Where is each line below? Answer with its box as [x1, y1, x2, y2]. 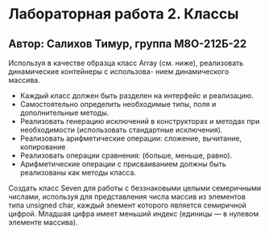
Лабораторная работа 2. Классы [8, 5, 239, 23]
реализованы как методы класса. [19, 168, 137, 177]
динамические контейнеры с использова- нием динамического [8, 67, 230, 76]
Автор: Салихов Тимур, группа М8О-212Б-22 [8, 37, 247, 51]
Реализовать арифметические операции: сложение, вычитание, [19, 133, 242, 143]
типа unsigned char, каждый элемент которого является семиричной [8, 200, 247, 210]
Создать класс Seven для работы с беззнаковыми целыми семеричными [8, 183, 262, 193]
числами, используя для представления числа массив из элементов [8, 192, 246, 201]
